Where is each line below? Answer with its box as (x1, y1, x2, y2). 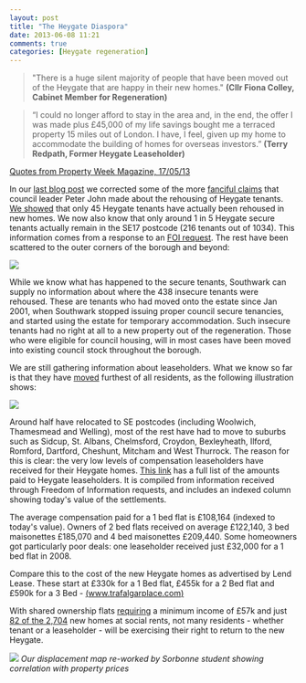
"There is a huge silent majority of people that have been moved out (31, 72, 289, 83)
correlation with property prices (9, 663, 130, 674)
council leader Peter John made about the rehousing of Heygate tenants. (9, 194, 284, 205)
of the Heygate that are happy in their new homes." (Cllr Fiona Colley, (31, 82, 295, 93)
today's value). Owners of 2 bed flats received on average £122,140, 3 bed (9, 521, 290, 532)
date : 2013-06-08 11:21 (9, 30, 100, 39)
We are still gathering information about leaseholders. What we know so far (9, 363, 293, 373)
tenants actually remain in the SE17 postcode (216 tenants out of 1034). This (9, 223, 295, 234)
